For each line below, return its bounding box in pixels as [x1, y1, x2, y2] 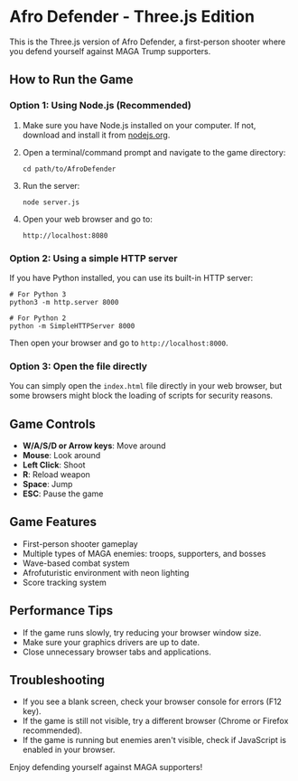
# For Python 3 [9, 289, 67, 299]
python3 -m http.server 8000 [9, 297, 119, 306]
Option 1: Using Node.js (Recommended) [9, 99, 192, 112]
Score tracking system [22, 577, 107, 588]
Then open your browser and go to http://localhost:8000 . [9, 337, 228, 348]
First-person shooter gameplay [22, 538, 138, 549]
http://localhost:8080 [22, 231, 108, 240]
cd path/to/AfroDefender [22, 165, 116, 174]
